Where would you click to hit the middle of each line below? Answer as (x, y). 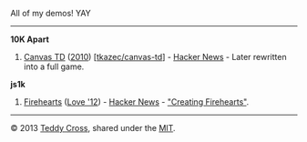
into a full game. (54, 66)
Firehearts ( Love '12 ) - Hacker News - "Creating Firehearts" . (136, 102)
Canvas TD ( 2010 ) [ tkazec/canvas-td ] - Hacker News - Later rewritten (155, 57)
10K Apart (30, 39)
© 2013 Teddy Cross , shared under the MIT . (93, 128)
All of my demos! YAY (51, 13)
